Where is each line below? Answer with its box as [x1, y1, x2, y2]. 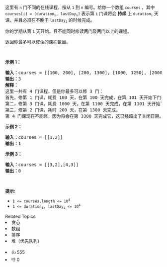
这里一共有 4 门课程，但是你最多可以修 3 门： [5, 89, 104, 94]
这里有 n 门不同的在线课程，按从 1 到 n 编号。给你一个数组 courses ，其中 [5, 4, 155, 10]
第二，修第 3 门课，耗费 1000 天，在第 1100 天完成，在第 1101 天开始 [5, 101, 161, 106]
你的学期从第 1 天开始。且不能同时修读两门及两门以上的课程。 [5, 28, 132, 34]
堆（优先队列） [11, 238, 42, 244]
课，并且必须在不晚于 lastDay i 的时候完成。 [5, 17, 95, 24]
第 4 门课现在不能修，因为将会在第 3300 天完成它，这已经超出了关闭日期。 [5, 113, 164, 119]
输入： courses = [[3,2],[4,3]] [5, 162, 79, 168]
